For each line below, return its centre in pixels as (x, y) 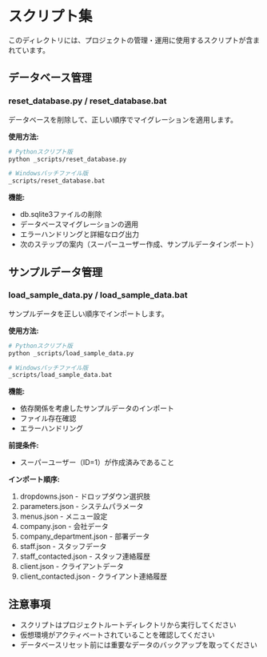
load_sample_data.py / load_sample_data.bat (98, 295)
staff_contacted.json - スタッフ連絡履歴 (85, 556)
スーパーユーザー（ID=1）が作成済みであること (97, 463)
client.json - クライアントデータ (72, 567)
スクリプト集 (51, 16)
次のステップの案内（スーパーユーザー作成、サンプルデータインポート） (139, 244)
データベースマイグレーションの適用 (79, 224)
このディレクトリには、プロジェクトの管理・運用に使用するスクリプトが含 (131, 40)
